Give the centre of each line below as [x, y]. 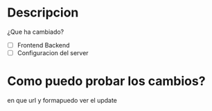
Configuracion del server [53, 53]
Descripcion [43, 13]
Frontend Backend [44, 45]
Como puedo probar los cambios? [106, 81]
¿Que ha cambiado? [36, 32]
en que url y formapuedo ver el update [62, 100]
